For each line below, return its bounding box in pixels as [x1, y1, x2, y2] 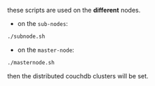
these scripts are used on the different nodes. [7, 6, 141, 14]
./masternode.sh [7, 59, 55, 66]
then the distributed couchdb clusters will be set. [7, 71, 149, 80]
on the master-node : [17, 45, 75, 54]
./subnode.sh [7, 33, 46, 40]
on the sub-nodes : [17, 20, 68, 27]
